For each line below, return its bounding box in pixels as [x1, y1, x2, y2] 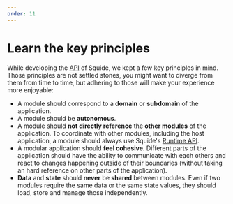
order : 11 [7, 10, 36, 17]
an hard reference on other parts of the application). [17, 166, 167, 175]
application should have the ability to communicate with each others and [17, 151, 227, 159]
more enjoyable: [7, 85, 54, 94]
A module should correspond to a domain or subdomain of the [17, 99, 199, 108]
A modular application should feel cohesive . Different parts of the [17, 144, 207, 152]
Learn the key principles [7, 40, 150, 56]
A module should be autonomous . [17, 114, 116, 122]
